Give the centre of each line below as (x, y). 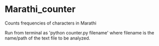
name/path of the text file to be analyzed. (48, 38)
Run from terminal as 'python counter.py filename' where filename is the (79, 32)
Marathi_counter (40, 9)
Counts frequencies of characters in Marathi (51, 23)
